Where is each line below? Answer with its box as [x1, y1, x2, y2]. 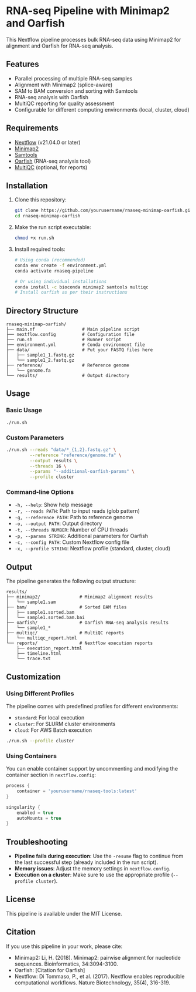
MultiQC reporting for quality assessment [14, 100, 114, 107]
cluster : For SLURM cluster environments [14, 720, 116, 727]
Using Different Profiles [6, 689, 74, 697]
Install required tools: [14, 246, 66, 253]
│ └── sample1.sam [6, 599, 57, 606]
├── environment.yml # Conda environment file [6, 342, 145, 348]
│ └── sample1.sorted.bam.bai [6, 615, 85, 621]
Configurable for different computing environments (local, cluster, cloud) [14, 106, 190, 113]
